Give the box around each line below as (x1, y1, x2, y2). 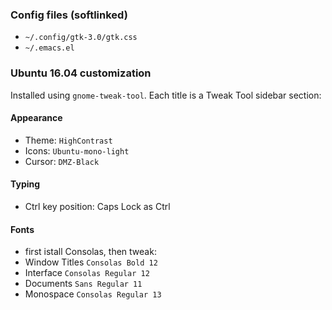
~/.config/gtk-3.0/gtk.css (24, 33, 138, 43)
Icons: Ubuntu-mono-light (24, 144, 130, 157)
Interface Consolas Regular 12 (24, 267, 150, 279)
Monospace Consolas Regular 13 (24, 288, 162, 300)
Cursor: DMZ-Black (24, 155, 100, 167)
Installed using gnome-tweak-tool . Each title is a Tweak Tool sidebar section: (10, 89, 322, 101)
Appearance (10, 112, 63, 124)
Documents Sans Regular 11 (24, 278, 143, 290)
